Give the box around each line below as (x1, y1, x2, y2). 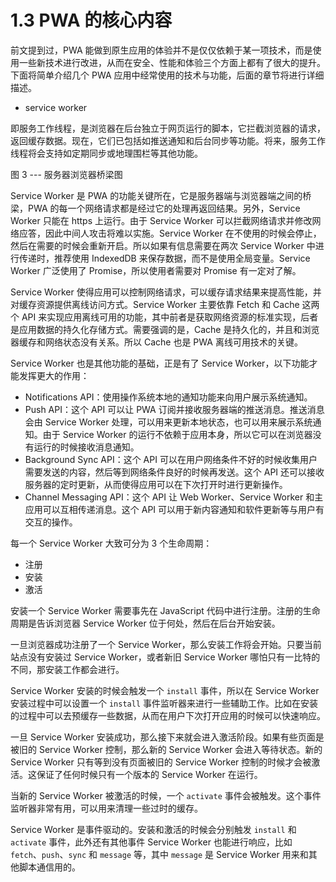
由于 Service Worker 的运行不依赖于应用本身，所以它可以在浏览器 (42, 428, 313, 440)
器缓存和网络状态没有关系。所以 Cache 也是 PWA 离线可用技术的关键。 (10, 336, 303, 348)
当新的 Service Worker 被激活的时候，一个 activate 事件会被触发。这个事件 (10, 789, 322, 801)
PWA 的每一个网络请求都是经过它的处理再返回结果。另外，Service (27, 202, 301, 214)
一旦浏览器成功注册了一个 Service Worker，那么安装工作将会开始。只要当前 (10, 638, 322, 650)
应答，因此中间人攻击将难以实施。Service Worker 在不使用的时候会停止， (18, 227, 322, 239)
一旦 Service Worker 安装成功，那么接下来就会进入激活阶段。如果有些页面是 (10, 731, 325, 743)
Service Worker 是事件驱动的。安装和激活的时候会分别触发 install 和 (10, 823, 297, 835)
